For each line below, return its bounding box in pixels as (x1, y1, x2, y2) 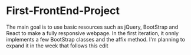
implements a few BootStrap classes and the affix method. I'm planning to (6, 36, 186, 43)
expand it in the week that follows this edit (6, 42, 108, 49)
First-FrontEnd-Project (6, 4, 120, 18)
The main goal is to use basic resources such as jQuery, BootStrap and (6, 23, 179, 30)
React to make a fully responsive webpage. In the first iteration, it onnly (6, 29, 179, 36)
